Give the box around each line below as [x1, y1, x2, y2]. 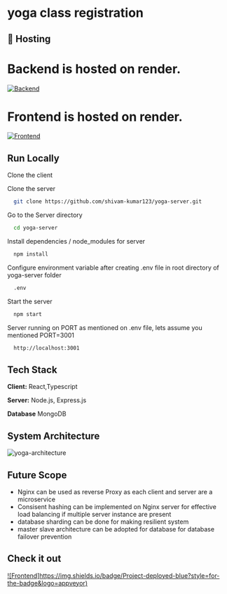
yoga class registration [7, 5, 144, 21]
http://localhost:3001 [13, 344, 80, 352]
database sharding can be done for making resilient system [17, 517, 189, 526]
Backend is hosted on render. [7, 61, 181, 77]
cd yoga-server [13, 225, 58, 232]
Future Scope [7, 469, 67, 481]
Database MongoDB [7, 409, 67, 418]
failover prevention [17, 532, 72, 541]
